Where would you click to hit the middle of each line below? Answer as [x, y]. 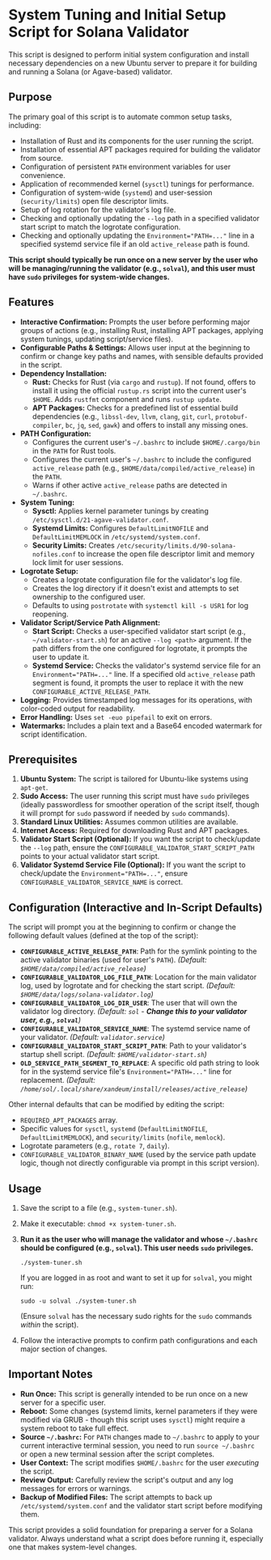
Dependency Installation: [64, 373]
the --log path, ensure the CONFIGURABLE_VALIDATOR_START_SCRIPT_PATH [137, 848]
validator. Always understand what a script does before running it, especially [136, 1538]
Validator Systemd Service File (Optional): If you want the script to [133, 865]
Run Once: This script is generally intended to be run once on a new [134, 1393]
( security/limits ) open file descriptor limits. [94, 201]
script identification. [53, 734]
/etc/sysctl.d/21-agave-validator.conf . [100, 519]
